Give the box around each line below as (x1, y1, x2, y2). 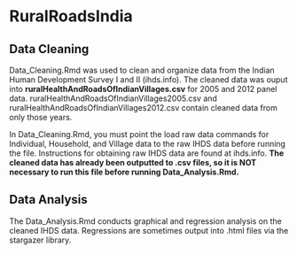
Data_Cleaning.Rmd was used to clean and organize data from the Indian (9, 65, 275, 75)
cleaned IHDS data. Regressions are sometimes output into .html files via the (9, 225, 289, 235)
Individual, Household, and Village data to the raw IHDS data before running (9, 139, 286, 149)
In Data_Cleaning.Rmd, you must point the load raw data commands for (9, 129, 270, 139)
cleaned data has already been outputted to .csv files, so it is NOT (9, 158, 257, 167)
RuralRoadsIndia (9, 6, 133, 27)
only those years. (9, 112, 73, 122)
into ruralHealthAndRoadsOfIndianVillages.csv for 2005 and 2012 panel (9, 84, 277, 94)
